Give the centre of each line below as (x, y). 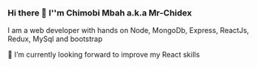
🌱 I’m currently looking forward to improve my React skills (104, 55)
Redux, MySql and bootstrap (55, 39)
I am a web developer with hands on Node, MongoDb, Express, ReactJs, (128, 31)
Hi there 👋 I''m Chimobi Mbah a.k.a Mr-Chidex (100, 13)
